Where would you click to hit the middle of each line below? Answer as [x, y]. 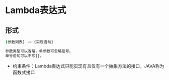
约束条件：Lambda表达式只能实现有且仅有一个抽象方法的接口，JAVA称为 [88, 66]
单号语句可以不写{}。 [24, 55]
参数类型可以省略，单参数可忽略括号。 [39, 51]
